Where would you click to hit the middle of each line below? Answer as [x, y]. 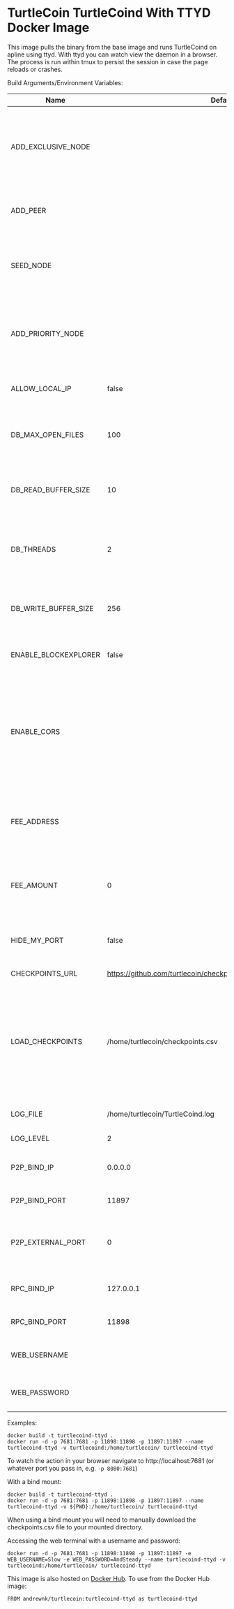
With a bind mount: [34, 1481]
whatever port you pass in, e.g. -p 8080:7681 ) [72, 1468]
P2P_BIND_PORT [39, 1200]
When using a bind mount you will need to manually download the [102, 1520]
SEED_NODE [31, 265]
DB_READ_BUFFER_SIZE [50, 490]
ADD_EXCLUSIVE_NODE [50, 147]
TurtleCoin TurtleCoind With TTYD [109, 13]
